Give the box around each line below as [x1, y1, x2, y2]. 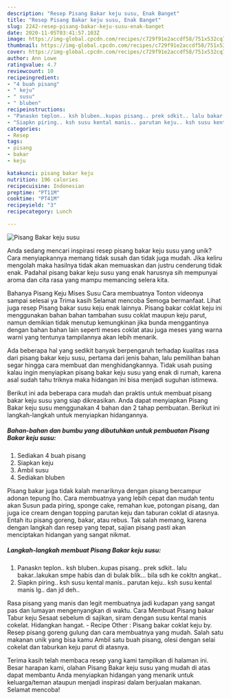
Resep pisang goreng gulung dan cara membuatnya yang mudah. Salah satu [7, 628, 223, 636]
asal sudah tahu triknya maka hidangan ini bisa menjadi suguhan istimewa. [7, 375, 219, 384]
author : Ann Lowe [7, 55, 57, 62]
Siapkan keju [16, 459, 54, 467]
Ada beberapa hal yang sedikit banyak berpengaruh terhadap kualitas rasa [7, 346, 219, 355]
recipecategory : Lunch [7, 208, 72, 216]
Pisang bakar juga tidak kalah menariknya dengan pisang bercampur [7, 486, 201, 494]
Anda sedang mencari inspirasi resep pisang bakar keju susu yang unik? [7, 246, 212, 255]
